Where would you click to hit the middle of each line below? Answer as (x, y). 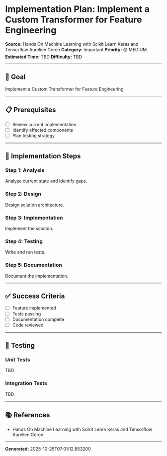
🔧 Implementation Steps (43, 156)
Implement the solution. (29, 228)
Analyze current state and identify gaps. (46, 181)
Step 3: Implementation (34, 218)
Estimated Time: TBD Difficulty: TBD (43, 57)
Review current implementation (44, 124)
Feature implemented (34, 308)
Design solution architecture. (35, 205)
